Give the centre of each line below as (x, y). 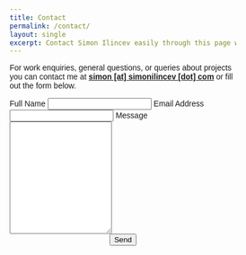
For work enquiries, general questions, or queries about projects (121, 68)
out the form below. (43, 86)
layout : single (38, 34)
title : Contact (38, 18)
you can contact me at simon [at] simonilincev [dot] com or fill (121, 77)
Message (132, 116)
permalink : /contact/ (50, 26)
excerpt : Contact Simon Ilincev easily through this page (120, 43)
